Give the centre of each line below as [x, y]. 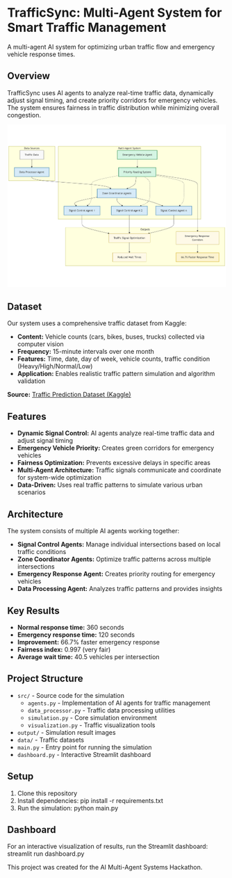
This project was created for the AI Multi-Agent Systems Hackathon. [105, 868]
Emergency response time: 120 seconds [76, 635]
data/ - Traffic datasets [51, 740]
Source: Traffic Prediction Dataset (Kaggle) [69, 395]
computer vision [40, 344]
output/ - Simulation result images [66, 732]
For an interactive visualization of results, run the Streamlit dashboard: [108, 847]
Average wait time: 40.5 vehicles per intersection [88, 657]
